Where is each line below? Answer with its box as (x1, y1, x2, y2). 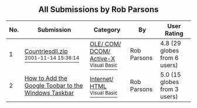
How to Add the (24, 74, 67, 82)
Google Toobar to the (24, 81, 83, 89)
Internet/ (90, 75, 114, 83)
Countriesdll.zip (24, 47, 68, 55)
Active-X (90, 54, 116, 62)
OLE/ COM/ (90, 40, 121, 48)
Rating (165, 29, 184, 37)
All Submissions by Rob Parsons (38, 5, 159, 15)
